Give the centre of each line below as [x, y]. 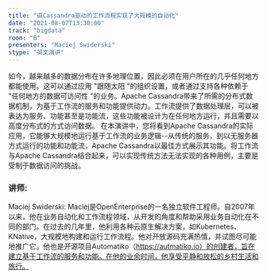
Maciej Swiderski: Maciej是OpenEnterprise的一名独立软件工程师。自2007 [128, 207]
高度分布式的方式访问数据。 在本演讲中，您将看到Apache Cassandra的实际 [131, 125]
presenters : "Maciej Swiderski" [62, 45]
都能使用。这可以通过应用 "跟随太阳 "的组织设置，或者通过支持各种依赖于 [128, 86]
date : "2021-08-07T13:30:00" [56, 23]
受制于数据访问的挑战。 [46, 165]
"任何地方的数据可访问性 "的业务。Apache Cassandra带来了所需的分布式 [127, 96]
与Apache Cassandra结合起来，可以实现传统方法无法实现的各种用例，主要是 [133, 155]
